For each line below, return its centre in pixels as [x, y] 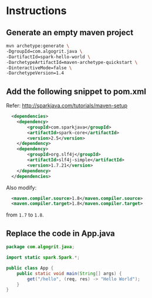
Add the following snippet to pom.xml [76, 91]
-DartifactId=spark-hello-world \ [48, 57]
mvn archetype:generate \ [38, 46]
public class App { [30, 268]
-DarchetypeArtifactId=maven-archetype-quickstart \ [72, 62]
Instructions [36, 11]
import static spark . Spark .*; [43, 258]
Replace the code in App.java [61, 233]
